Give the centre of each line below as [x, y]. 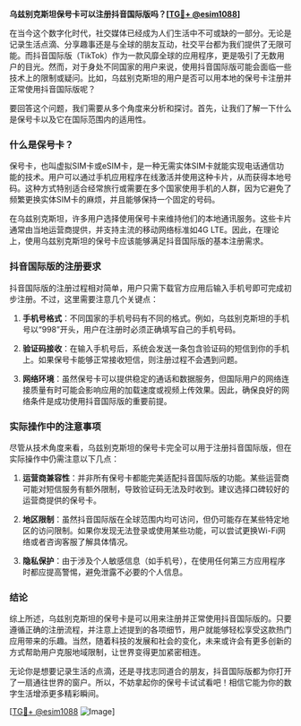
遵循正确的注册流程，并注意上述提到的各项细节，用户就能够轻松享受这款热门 [150, 630]
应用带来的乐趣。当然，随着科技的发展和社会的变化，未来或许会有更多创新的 [150, 641]
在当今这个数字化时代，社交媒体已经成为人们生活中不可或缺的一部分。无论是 [150, 33]
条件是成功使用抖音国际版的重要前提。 [101, 401]
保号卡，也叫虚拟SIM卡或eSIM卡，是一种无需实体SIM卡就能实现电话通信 [143, 166]
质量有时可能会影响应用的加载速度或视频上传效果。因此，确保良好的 [156, 390]
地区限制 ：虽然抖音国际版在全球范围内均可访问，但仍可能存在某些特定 [152, 519]
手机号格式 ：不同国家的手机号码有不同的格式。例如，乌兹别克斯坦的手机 [155, 318]
